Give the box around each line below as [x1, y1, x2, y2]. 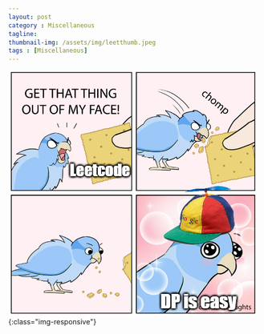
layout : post [8, 13, 52, 21]
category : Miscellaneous [8, 21, 95, 30]
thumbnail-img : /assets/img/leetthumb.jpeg [8, 38, 156, 46]
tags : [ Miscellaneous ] [8, 46, 88, 55]
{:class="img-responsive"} [8, 317, 97, 327]
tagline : [8, 30, 38, 38]
